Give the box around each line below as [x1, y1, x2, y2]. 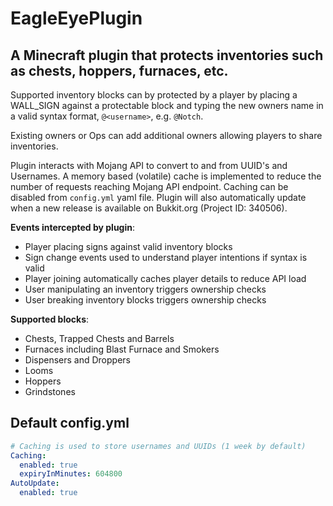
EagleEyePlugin [10, 7, 143, 30]
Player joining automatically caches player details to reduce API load [24, 273, 307, 284]
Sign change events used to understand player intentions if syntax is [24, 252, 308, 263]
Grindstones [24, 386, 76, 397]
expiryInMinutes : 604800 [19, 469, 123, 479]
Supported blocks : [10, 313, 90, 325]
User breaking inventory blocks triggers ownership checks [24, 294, 267, 306]
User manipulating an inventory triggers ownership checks [24, 283, 267, 295]
